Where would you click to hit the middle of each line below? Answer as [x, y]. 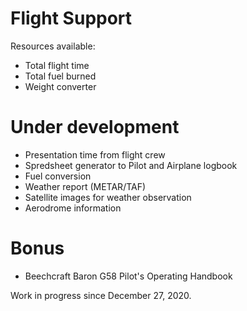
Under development [95, 127]
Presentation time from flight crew [95, 154]
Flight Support [71, 18]
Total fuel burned [60, 76]
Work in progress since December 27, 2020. [101, 295]
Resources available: [53, 46]
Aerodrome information [73, 208]
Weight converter [60, 86]
